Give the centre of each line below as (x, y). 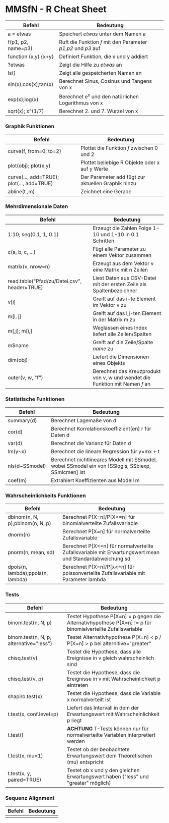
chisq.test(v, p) (26, 679)
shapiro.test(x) (25, 696)
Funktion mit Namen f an (122, 383)
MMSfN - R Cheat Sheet (56, 9)
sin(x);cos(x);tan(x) (31, 84)
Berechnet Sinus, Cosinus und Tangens (106, 81)
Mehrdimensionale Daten (37, 206)
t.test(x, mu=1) (25, 755)
